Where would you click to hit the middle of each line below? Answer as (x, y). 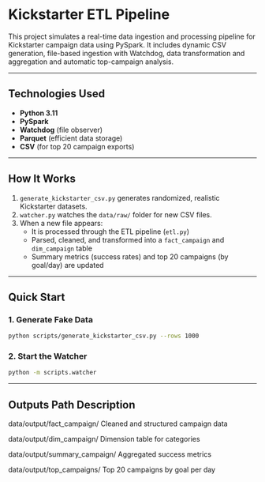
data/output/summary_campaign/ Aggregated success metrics (110, 454)
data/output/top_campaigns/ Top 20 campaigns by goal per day (112, 470)
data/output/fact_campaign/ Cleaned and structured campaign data (118, 424)
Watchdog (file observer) (61, 130)
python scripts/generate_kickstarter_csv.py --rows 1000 (104, 336)
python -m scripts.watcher (52, 373)
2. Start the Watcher (48, 356)
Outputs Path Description (72, 405)
